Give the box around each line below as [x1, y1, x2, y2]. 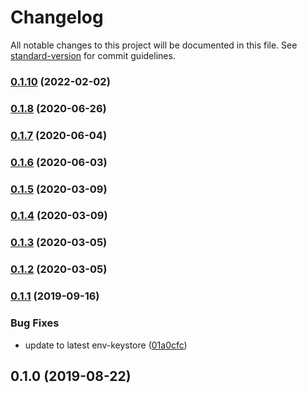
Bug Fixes [10, 316, 60, 330]
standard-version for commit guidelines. [10, 49, 176, 61]
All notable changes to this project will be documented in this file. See [10, 39, 298, 51]
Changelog [10, 6, 104, 29]
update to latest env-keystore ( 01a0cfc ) [24, 339, 188, 351]
